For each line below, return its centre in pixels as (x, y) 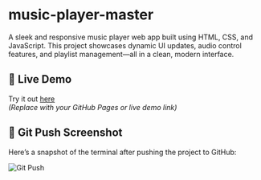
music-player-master (81, 15)
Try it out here (32, 99)
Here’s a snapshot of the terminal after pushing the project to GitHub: (122, 152)
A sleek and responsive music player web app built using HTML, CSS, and (130, 37)
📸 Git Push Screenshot (65, 133)
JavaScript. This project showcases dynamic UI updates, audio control (125, 45)
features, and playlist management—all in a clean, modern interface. (121, 54)
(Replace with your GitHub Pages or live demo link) (93, 107)
